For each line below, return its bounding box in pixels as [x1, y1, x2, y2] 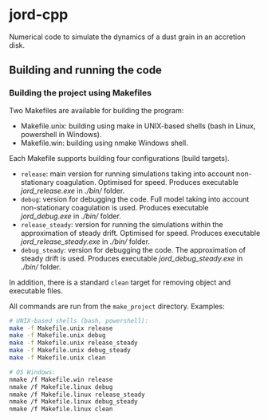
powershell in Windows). [20, 129, 102, 139]
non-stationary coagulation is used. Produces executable [20, 202, 209, 212]
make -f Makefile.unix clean [9, 354, 106, 362]
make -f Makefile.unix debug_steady [9, 347, 131, 355]
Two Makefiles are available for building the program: [9, 105, 184, 115]
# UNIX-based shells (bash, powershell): [9, 316, 149, 324]
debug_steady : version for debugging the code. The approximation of [20, 245, 246, 254]
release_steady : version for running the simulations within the [20, 219, 223, 229]
